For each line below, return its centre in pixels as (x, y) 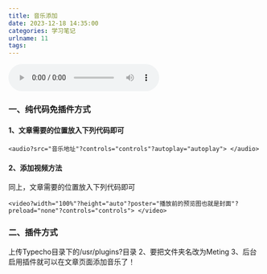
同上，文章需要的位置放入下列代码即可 (72, 187)
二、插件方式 (33, 232)
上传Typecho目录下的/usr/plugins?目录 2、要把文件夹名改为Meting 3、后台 (133, 252)
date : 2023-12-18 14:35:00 (53, 23)
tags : (17, 46)
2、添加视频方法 (35, 168)
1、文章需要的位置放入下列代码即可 (66, 130)
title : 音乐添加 (33, 16)
